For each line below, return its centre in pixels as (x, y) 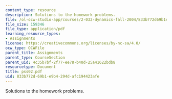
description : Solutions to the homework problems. (60, 15)
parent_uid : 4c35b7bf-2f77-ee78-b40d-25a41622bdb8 (60, 62)
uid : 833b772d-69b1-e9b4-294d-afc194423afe (52, 77)
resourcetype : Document (31, 67)
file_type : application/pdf (35, 29)
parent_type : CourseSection (35, 57)
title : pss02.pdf (24, 72)
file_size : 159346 (25, 24)
